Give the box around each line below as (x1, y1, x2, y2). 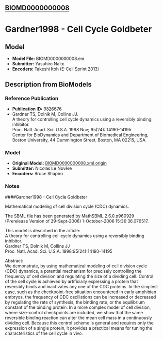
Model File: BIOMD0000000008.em (12, 56, 85, 61)
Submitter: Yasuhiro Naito (12, 61, 65, 67)
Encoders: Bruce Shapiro (12, 171, 63, 177)
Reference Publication (5, 95, 59, 101)
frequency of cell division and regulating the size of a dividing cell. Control (5, 273, 154, 279)
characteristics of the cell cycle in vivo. (5, 330, 83, 336)
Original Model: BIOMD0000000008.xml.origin (12, 160, 107, 166)
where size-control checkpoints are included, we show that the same (5, 309, 143, 315)
